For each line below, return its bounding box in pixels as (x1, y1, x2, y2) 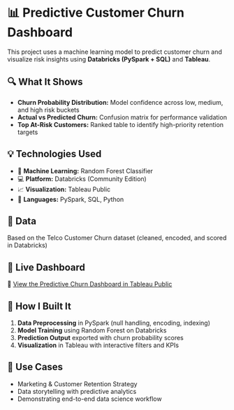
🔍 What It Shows (7, 76, 83, 88)
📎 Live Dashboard (7, 261, 85, 273)
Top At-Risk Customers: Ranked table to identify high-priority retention (17, 120, 224, 129)
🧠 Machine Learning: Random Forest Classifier (17, 166, 154, 175)
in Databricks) (7, 241, 47, 249)
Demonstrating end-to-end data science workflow (17, 395, 162, 403)
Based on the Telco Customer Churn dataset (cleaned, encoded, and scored (7, 234, 227, 242)
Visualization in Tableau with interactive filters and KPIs (17, 341, 180, 349)
